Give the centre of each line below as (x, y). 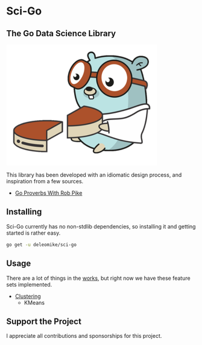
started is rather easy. (33, 233)
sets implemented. (29, 284)
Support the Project (44, 321)
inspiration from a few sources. (45, 181)
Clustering (28, 296)
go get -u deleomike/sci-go (42, 245)
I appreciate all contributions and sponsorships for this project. (84, 336)
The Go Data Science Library (61, 33)
